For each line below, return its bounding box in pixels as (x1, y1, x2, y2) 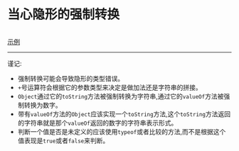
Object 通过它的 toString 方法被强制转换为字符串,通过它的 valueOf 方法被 (17, 91, 224, 100)
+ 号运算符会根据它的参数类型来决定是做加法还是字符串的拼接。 (17, 83, 202, 91)
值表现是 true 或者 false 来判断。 (17, 136, 110, 145)
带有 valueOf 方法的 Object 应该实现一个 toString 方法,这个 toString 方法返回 (17, 109, 231, 118)
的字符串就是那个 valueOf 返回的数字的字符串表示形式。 (17, 118, 178, 127)
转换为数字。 (23, 101, 62, 109)
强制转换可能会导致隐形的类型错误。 (17, 74, 124, 82)
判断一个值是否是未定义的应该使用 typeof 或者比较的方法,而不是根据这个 (17, 127, 226, 135)
